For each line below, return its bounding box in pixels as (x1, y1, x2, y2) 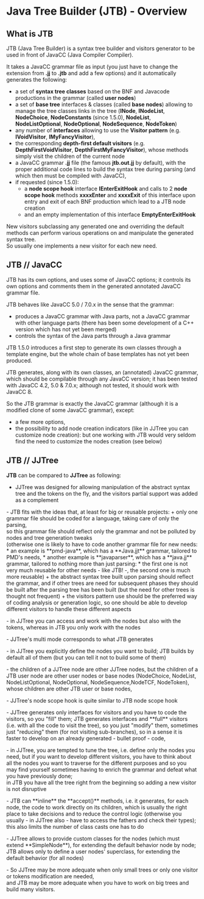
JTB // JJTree (6, 456, 59, 466)
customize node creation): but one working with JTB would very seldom (15, 431, 196, 439)
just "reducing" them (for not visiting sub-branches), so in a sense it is (6, 728, 183, 736)
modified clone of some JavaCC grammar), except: (6, 406, 135, 414)
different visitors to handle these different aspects (6, 605, 132, 612)
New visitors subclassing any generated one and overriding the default (6, 223, 185, 230)
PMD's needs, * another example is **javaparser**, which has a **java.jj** (6, 553, 192, 561)
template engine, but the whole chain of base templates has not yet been (6, 350, 190, 357)
